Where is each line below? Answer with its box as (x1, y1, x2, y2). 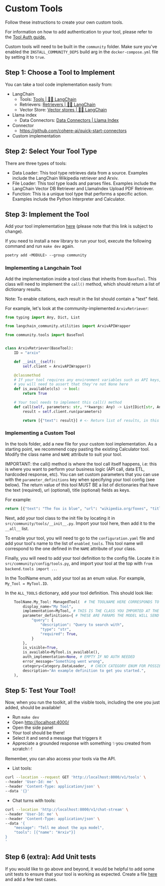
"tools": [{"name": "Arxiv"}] (14, 830, 76, 835)
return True (23, 391, 48, 396)
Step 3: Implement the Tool (5, 210, 89, 218)
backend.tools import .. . (5, 565, 57, 572)
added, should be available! (5, 705, 61, 711)
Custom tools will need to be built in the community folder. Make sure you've (5, 43, 157, 49)
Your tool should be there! (12, 730, 65, 736)
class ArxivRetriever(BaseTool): (5, 346, 74, 351)
